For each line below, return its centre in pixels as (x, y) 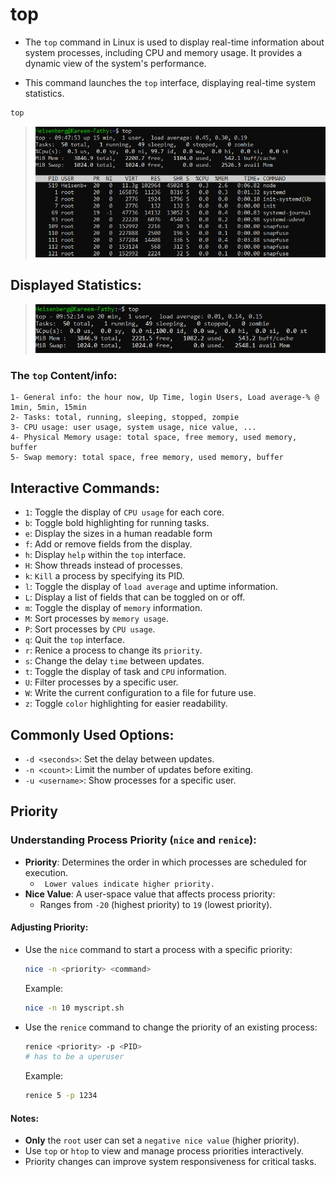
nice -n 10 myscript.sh (74, 1008)
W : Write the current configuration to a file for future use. (140, 693)
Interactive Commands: (85, 488)
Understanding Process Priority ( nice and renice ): (133, 840)
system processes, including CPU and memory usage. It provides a (163, 52)
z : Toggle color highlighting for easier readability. (126, 704)
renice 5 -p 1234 (61, 1096)
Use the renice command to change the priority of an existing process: (171, 1027)
